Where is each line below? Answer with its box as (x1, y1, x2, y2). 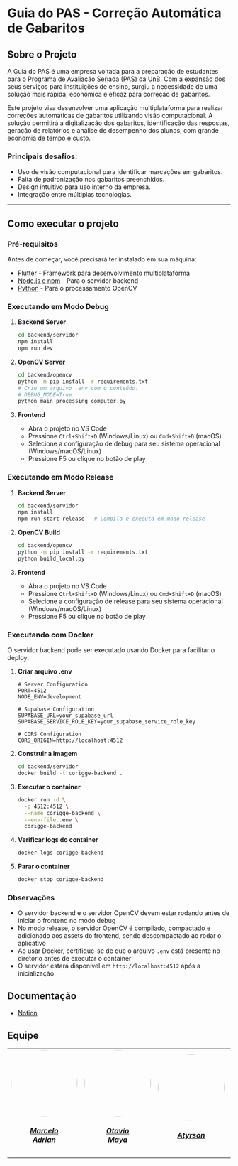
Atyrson (176, 1130, 205, 1140)
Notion (17, 1009, 38, 1017)
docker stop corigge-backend (17, 876, 104, 883)
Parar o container (17, 862, 70, 871)
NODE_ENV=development (17, 693, 81, 701)
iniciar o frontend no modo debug (17, 917, 116, 925)
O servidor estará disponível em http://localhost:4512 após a (17, 961, 200, 971)
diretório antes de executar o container (17, 954, 132, 963)
